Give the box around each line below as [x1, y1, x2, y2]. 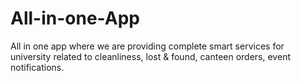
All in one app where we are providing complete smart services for [10, 40, 285, 52]
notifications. [10, 61, 65, 73]
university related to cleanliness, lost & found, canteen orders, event [10, 50, 291, 62]
